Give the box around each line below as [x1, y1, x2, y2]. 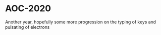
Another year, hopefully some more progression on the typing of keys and [5, 19, 156, 25]
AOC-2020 [5, 3, 51, 14]
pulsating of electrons [5, 24, 50, 30]
